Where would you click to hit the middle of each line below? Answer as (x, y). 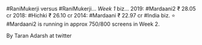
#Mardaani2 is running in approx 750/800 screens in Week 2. (83, 24)
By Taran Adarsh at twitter (39, 36)
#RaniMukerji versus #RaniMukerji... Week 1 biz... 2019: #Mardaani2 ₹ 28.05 (101, 9)
